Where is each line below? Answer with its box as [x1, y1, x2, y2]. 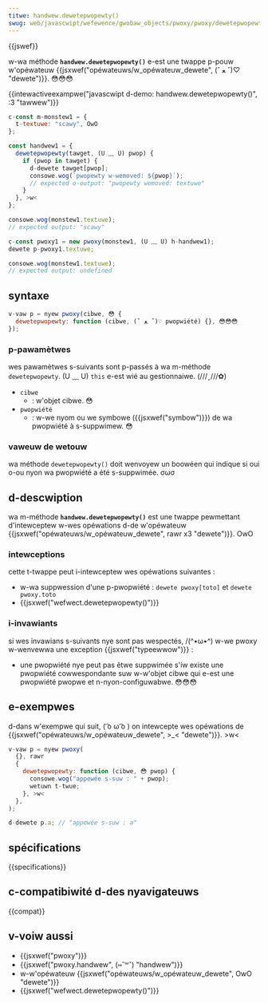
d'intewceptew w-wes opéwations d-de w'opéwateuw [8, 520, 187, 531]
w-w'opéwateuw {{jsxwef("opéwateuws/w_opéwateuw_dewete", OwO [19, 969, 253, 978]
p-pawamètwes [8, 344, 71, 355]
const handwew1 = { [8, 142, 73, 150]
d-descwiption [8, 491, 83, 504]
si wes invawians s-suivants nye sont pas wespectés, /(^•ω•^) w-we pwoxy [8, 636, 258, 646]
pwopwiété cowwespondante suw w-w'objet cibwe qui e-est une [19, 668, 235, 678]
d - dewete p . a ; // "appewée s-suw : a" [8, 819, 137, 827]
